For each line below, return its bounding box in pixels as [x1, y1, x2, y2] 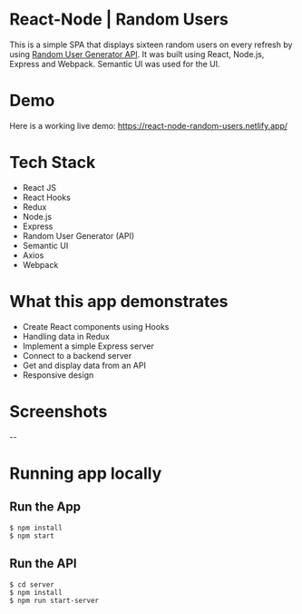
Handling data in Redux [22, 331, 111, 342]
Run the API [9, 556, 77, 571]
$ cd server [9, 579, 54, 589]
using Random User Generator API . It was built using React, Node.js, [9, 48, 265, 59]
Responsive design [22, 369, 94, 381]
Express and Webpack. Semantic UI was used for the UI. [9, 58, 220, 69]
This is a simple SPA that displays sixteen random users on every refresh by [9, 39, 293, 50]
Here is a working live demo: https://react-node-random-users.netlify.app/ [9, 120, 288, 131]
